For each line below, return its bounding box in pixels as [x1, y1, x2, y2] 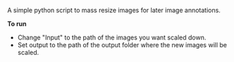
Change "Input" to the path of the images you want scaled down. [17, 33, 207, 42]
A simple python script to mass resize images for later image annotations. [7, 6, 221, 14]
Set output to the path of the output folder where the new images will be [17, 41, 228, 49]
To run [7, 20, 27, 27]
